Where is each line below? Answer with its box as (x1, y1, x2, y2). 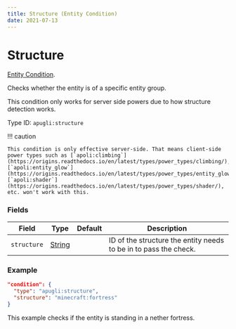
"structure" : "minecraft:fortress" (13, 294, 118, 301)
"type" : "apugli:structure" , (13, 288, 99, 295)
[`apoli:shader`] (7, 176, 58, 183)
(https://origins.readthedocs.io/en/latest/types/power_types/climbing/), (7, 158, 231, 165)
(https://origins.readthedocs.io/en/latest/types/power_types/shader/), (7, 183, 225, 190)
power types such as (7, 152, 68, 159)
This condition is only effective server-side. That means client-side (7, 146, 221, 153)
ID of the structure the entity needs (108, 235, 225, 245)
